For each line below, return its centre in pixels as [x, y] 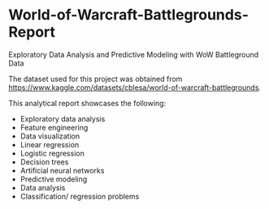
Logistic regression [52, 153]
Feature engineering [54, 127]
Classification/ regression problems [80, 196]
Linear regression [50, 144]
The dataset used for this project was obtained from [95, 79]
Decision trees [44, 162]
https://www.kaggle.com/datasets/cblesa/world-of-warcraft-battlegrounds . [135, 87]
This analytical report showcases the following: [87, 103]
